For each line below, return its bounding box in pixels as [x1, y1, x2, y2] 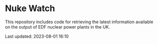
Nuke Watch [5, 3, 56, 14]
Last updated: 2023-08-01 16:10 [5, 33, 69, 39]
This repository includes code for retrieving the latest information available [5, 19, 154, 25]
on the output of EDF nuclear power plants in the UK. [5, 24, 110, 29]
